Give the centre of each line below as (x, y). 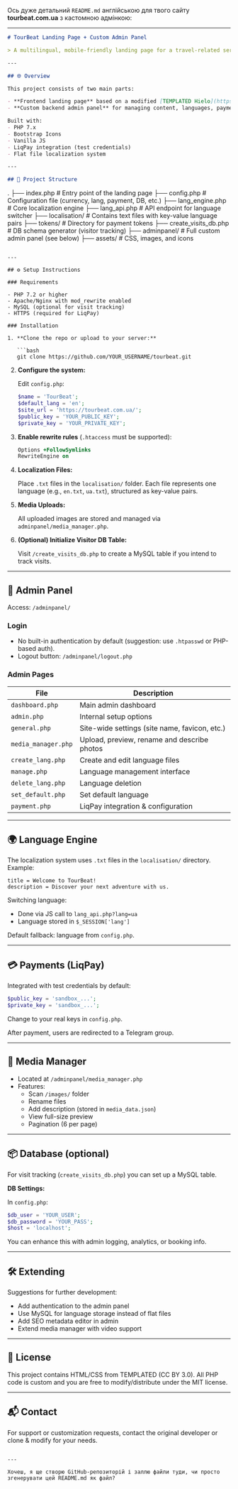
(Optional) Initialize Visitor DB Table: (72, 540)
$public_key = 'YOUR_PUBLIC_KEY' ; (68, 417)
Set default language (114, 794)
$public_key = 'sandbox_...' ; (52, 999)
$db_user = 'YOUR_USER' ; (44, 1215)
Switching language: (37, 900)
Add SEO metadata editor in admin (68, 1321)
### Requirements (33, 282)
